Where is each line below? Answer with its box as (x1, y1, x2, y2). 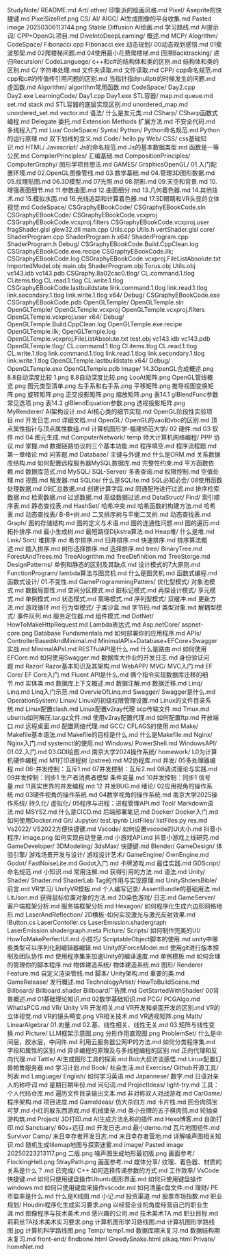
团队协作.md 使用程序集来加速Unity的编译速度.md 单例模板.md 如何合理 (18, 952, 221, 960)
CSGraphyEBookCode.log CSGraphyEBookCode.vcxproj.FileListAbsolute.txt (7, 254, 221, 263)
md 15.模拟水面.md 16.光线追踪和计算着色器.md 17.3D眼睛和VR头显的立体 (14, 195, 220, 202)
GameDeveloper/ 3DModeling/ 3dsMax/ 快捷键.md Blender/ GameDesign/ (7, 842, 215, 850)
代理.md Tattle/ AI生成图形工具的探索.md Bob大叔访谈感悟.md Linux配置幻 (12, 1055, 222, 1063)
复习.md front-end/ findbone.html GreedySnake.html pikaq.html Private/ (12, 1235, 215, 1243)
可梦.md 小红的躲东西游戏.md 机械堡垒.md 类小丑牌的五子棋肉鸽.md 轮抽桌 (7, 1107, 219, 1114)
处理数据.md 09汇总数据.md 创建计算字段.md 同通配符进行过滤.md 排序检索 (7, 485, 220, 492)
